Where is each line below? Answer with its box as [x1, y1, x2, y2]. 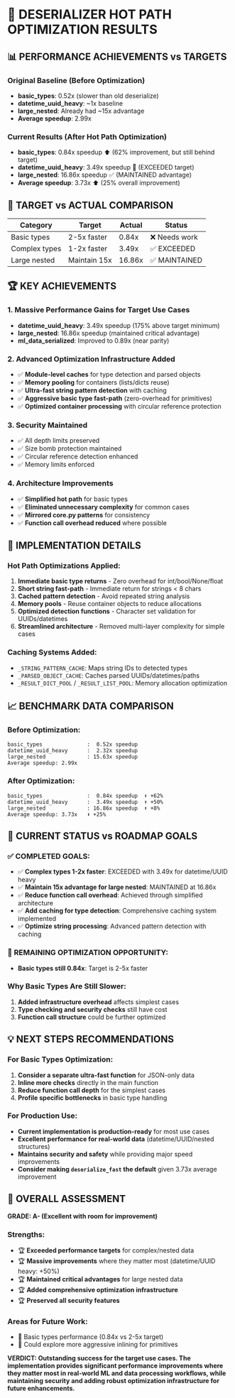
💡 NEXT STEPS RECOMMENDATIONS [7, 1033, 174, 1045]
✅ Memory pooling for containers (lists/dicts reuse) [17, 378, 170, 386]
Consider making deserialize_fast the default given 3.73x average [17, 1165, 218, 1173]
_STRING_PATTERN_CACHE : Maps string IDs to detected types [17, 664, 188, 672]
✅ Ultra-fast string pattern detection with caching [17, 386, 167, 395]
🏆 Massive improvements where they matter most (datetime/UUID [17, 1256, 216, 1265]
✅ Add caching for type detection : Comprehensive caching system [17, 906, 217, 915]
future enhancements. [7, 1384, 75, 1393]
